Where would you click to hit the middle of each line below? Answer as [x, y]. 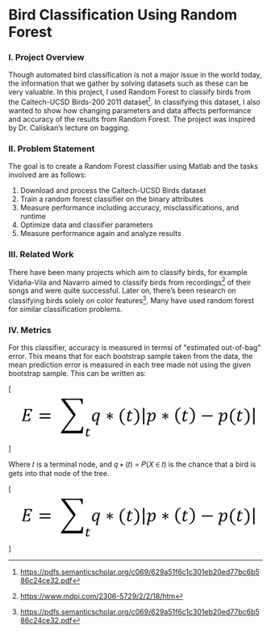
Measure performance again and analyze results [100, 234]
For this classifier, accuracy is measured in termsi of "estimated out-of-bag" [135, 348]
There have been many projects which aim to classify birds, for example [128, 272]
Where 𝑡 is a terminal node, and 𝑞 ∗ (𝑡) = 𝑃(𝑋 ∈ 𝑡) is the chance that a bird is [132, 464]
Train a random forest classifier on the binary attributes [112, 199]
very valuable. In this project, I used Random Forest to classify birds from [130, 92]
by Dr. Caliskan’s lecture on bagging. [69, 128]
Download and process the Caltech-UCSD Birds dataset [113, 191]
